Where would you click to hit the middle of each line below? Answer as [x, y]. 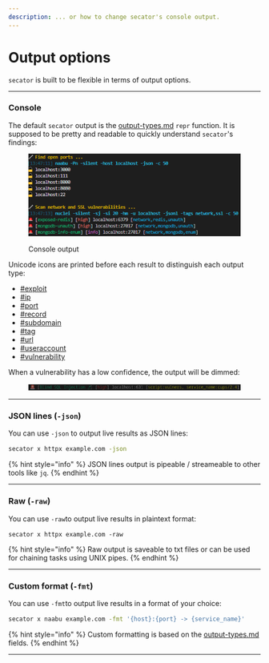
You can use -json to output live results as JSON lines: [98, 433]
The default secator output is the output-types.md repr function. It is [122, 125]
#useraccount [43, 348]
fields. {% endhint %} [44, 643]
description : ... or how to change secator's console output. [114, 17]
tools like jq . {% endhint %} [54, 473]
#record [33, 314]
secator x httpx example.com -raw [66, 534]
